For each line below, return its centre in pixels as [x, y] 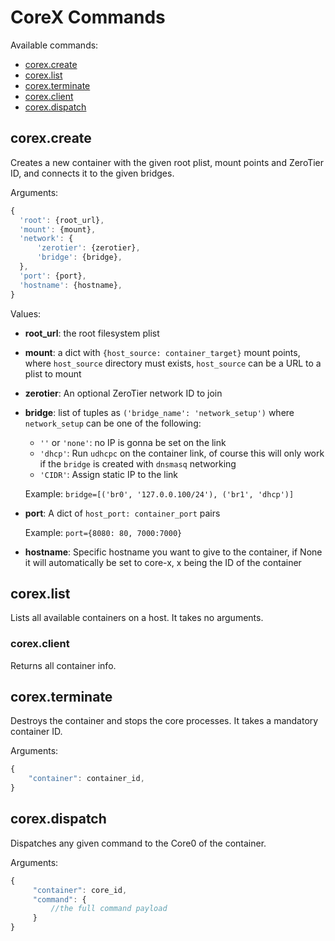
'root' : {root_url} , [62, 220]
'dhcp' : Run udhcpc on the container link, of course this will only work [182, 453]
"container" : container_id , [86, 779]
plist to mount [53, 373]
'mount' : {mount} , [58, 229]
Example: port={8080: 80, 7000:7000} [103, 532]
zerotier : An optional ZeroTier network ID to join [123, 393]
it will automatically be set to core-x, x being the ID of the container [163, 562]
